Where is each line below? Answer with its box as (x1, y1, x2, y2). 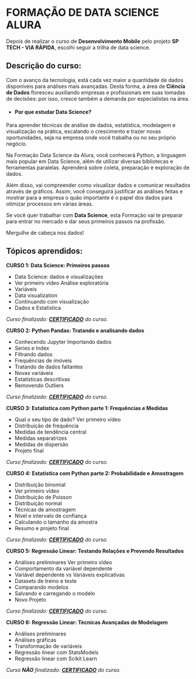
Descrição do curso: (6, 61, 82, 71)
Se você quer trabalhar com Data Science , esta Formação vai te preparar (6, 211, 183, 219)
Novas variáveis (14, 369, 54, 376)
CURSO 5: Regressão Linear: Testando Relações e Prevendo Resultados (6, 547, 184, 554)
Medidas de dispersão (14, 441, 69, 448)
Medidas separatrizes (14, 434, 67, 442)
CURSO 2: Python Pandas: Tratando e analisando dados (6, 327, 145, 334)
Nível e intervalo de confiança (14, 512, 87, 519)
